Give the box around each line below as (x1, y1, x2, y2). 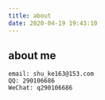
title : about (8, 11, 52, 20)
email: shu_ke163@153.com (8, 70, 94, 78)
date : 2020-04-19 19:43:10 (8, 19, 98, 27)
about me (8, 49, 56, 62)
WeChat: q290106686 (8, 84, 73, 92)
